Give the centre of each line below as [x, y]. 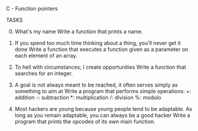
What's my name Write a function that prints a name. [79, 31]
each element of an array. [46, 55]
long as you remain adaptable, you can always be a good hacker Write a [102, 115]
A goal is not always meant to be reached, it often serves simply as [96, 85]
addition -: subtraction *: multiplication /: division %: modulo [88, 98]
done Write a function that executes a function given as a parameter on [101, 49]
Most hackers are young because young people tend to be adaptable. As [103, 109]
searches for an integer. [44, 73]
